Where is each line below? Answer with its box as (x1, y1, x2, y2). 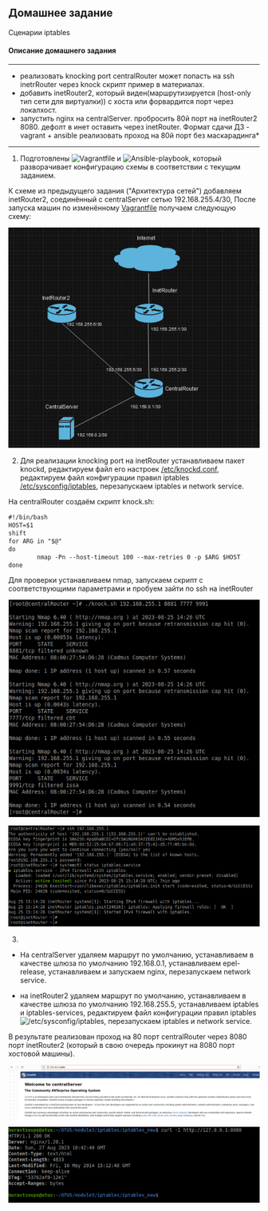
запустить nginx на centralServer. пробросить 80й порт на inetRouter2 (19, 114, 258, 123)
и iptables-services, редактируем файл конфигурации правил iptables (19, 1008, 257, 1018)
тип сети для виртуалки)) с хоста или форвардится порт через (19, 97, 234, 106)
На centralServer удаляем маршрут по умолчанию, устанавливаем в (19, 950, 254, 960)
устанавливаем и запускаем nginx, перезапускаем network (48, 967, 251, 977)
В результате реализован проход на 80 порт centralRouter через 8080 (8, 1032, 247, 1042)
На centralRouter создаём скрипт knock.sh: (8, 496, 155, 506)
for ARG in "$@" (8, 537, 62, 545)
